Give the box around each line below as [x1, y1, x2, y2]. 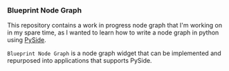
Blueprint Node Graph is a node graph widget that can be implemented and [7, 49, 221, 57]
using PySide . [7, 36, 46, 44]
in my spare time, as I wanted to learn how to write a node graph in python [7, 28, 219, 37]
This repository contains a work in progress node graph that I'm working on [7, 21, 223, 30]
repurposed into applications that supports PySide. [7, 57, 152, 65]
